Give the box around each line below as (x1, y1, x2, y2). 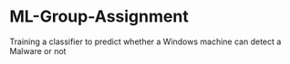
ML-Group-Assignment (9, 6, 189, 27)
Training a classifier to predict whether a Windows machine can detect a (9, 36, 282, 47)
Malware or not (9, 45, 67, 56)
